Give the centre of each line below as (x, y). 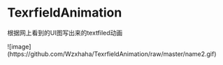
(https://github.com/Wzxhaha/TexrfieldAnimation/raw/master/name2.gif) (112, 54)
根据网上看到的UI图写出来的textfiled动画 (65, 32)
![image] (19, 46)
